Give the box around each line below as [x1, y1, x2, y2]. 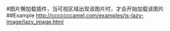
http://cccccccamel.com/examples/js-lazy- [35, 12, 144, 19]
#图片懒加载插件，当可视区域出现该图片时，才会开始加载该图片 [6, 5, 164, 12]
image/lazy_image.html [6, 18, 64, 25]
